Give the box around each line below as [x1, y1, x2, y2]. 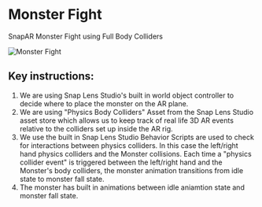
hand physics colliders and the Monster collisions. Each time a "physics [19, 149, 252, 158]
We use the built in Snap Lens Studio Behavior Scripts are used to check [19, 132, 254, 142]
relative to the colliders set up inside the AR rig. [19, 124, 173, 133]
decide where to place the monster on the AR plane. [19, 98, 189, 108]
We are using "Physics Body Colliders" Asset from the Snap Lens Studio [19, 107, 254, 116]
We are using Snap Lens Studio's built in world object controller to [19, 91, 234, 100]
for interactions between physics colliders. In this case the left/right [19, 140, 238, 150]
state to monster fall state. [19, 174, 105, 183]
